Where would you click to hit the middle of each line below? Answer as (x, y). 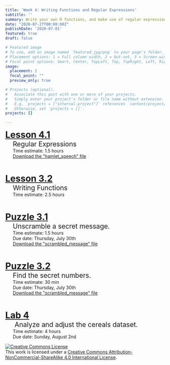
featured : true (21, 34)
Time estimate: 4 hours (37, 331)
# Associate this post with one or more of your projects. (71, 94)
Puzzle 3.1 (27, 217)
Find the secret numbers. (52, 275)
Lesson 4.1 (28, 135)
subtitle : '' (19, 15)
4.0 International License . (91, 357)
